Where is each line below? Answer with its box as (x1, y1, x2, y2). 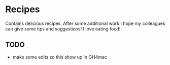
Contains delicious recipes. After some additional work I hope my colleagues (5, 20, 165, 26)
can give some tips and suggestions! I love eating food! (5, 25, 121, 31)
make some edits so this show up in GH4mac (12, 54, 108, 60)
